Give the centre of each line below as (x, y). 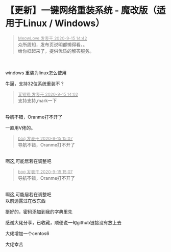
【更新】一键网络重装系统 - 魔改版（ (81, 10)
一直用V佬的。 (20, 128)
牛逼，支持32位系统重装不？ (35, 83)
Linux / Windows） (64, 23)
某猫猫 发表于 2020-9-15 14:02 (48, 94)
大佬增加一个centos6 (27, 233)
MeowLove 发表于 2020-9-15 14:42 (52, 38)
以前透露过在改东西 (26, 201)
